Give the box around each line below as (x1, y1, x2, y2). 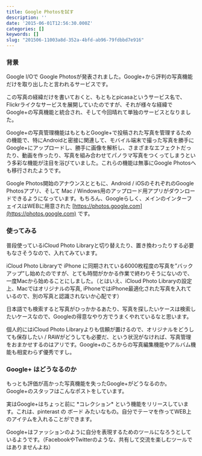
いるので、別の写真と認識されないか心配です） (6, 292, 122, 300)
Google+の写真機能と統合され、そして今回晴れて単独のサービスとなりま (6, 108, 186, 116)
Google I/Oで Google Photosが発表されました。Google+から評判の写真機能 (6, 73, 193, 81)
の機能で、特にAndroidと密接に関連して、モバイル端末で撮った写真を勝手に (6, 137, 195, 144)
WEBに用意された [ (27, 202, 74, 210)
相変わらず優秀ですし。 (16, 348, 75, 355)
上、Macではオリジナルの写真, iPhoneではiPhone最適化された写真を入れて (6, 285, 192, 292)
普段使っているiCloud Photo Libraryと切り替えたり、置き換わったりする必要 (6, 242, 194, 249)
